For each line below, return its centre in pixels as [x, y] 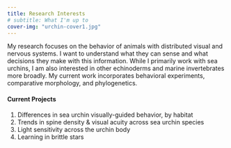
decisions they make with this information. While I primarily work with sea [112, 61]
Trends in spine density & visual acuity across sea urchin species [111, 122]
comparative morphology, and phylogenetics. [72, 83]
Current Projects [32, 99]
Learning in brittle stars [50, 137]
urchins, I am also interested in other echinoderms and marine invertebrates [116, 68]
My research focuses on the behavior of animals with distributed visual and [115, 47]
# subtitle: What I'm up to [48, 20]
